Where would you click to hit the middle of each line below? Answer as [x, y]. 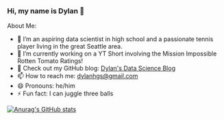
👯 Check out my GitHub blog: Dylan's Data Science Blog [96, 69]
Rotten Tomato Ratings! [50, 61]
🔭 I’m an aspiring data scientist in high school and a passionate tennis [115, 39]
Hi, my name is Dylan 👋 [46, 11]
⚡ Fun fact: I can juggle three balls [65, 94]
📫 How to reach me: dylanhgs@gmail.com [77, 76]
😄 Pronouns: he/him [46, 86]
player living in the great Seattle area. [70, 47]
